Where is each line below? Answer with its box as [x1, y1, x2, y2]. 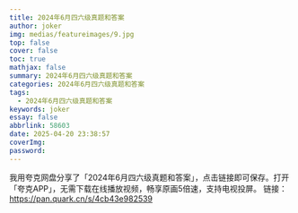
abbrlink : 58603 [9, 122, 70, 131]
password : [9, 146, 47, 155]
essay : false [9, 113, 58, 122]
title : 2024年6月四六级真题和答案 [9, 13, 125, 22]
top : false [9, 38, 50, 47]
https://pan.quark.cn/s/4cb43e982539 [9, 193, 153, 204]
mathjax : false [9, 64, 66, 72]
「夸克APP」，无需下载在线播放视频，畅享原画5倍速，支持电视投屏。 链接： [9, 183, 287, 193]
